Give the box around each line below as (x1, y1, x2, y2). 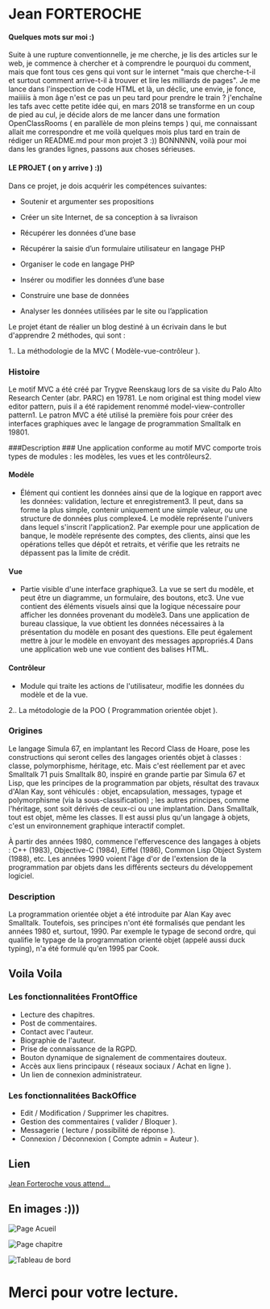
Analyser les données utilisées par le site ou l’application (19, 306, 208, 316)
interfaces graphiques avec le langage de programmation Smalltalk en (8, 418, 242, 428)
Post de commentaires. (19, 1018, 98, 1028)
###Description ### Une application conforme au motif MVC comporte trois (8, 443, 262, 452)
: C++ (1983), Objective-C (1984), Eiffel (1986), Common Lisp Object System (8, 845, 262, 854)
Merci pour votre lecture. (8, 1283, 179, 1301)
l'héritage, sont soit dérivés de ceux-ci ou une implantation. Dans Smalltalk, (8, 803, 260, 813)
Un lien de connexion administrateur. (19, 1069, 143, 1079)
